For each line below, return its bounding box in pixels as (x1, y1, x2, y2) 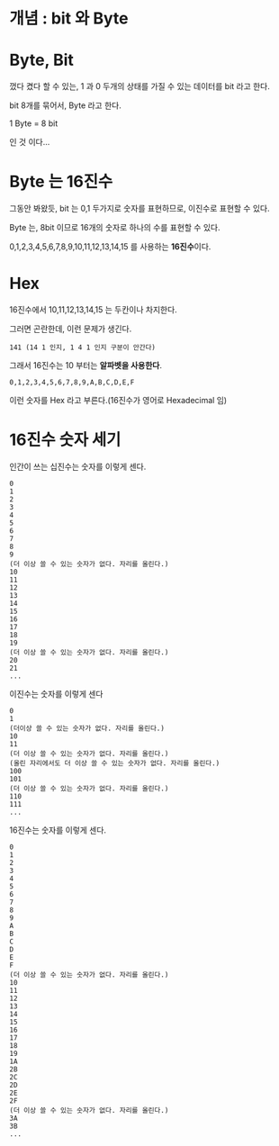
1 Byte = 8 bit (9, 118, 58, 129)
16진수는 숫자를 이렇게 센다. (9, 825, 106, 835)
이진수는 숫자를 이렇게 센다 (9, 688, 103, 699)
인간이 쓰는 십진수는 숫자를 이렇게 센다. (9, 461, 147, 472)
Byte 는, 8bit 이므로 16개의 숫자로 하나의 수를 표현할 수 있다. (9, 222, 220, 233)
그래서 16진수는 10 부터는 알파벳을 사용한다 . (9, 360, 162, 370)
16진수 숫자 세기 (9, 429, 121, 450)
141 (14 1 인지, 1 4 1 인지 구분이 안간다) (9, 343, 156, 352)
